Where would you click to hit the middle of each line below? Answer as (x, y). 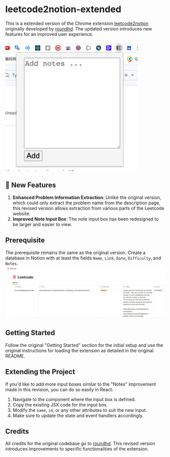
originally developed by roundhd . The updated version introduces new (79, 28)
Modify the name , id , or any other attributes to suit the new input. (80, 410)
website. (22, 214)
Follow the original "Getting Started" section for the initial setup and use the (84, 345)
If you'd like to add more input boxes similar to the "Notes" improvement (81, 384)
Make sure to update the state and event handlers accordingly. (78, 415)
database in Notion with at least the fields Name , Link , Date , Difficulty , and (83, 258)
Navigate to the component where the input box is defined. (74, 399)
